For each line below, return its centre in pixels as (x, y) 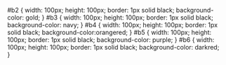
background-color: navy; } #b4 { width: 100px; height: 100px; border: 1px (113, 25)
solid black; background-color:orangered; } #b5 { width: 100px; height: (109, 32)
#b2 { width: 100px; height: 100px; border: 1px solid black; (91, 10)
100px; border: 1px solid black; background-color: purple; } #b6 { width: (111, 40)
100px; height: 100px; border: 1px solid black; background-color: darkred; (113, 47)
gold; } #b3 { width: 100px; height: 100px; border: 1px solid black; (120, 17)
